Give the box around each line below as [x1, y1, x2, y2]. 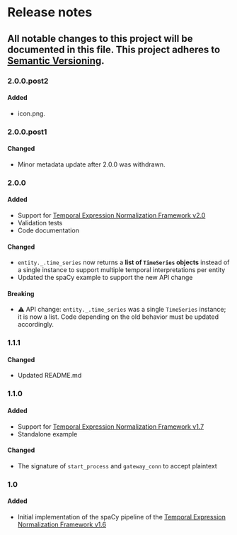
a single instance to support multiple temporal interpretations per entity [17, 266, 226, 274]
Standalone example [17, 429, 78, 438]
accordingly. [17, 320, 54, 329]
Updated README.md [17, 371, 82, 380]
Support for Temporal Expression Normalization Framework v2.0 [17, 210, 206, 220]
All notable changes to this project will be [7, 33, 193, 45]
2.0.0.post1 [7, 127, 47, 137]
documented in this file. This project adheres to [7, 43, 221, 55]
